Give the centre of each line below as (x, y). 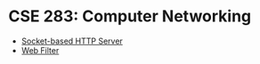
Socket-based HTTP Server (72, 41)
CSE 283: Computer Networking (130, 16)
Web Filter (40, 50)
